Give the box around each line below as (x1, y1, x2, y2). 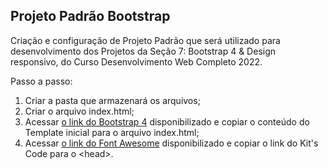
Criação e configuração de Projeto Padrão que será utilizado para (10, 34, 281, 46)
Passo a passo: (10, 75, 73, 87)
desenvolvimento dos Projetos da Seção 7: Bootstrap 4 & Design (10, 45, 277, 57)
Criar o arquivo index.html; (24, 105, 135, 117)
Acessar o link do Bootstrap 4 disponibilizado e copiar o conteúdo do (24, 115, 310, 128)
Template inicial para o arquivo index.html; (24, 126, 200, 138)
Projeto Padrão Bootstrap (10, 8, 171, 25)
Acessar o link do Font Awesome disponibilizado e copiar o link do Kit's (24, 137, 319, 149)
